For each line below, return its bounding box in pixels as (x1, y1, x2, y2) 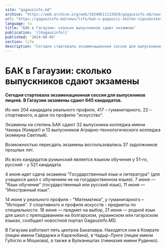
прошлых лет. (5, 146, 34, 153)
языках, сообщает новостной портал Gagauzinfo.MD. (5, 217, 117, 223)
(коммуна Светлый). (5, 132, 48, 138)
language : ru (5, 21, 32, 26)
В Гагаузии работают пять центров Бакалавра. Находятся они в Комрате (5, 227, 160, 233)
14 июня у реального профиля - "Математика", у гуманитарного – (5, 196, 144, 202)
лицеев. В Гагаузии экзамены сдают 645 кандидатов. (5, 97, 123, 103)
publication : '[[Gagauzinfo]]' (5, 30, 70, 35)
